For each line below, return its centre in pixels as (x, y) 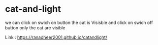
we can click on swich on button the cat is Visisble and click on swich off (79, 22)
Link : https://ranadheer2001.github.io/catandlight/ (56, 37)
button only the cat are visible (35, 27)
